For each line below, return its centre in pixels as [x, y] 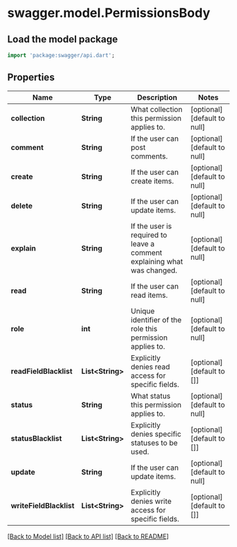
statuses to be [154, 442]
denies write [151, 501]
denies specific [156, 434]
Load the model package [63, 39]
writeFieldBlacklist [43, 505]
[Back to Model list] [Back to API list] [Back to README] [88, 536]
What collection [157, 109]
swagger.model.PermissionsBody [109, 13]
